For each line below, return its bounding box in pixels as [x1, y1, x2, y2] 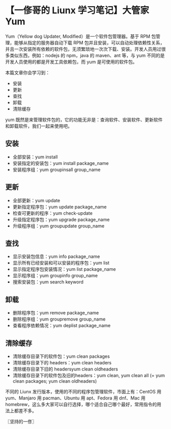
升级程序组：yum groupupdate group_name [12, 222, 105, 229]
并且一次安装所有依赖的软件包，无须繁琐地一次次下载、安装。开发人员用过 [5, 46, 161, 52]
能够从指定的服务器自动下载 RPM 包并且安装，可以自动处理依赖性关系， [14, 39, 165, 46]
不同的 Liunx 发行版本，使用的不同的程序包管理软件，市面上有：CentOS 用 [5, 389, 162, 394]
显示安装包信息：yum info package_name [12, 253, 100, 260]
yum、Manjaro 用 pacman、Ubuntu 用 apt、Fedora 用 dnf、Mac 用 [5, 395, 146, 401]
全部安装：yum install [12, 154, 58, 160]
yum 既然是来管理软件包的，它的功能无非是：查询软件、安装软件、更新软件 [5, 117, 163, 123]
